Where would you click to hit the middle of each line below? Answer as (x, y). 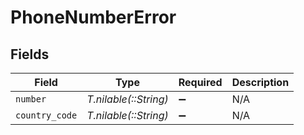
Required (200, 82)
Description (260, 82)
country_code (46, 115)
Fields (30, 54)
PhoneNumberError (93, 17)
